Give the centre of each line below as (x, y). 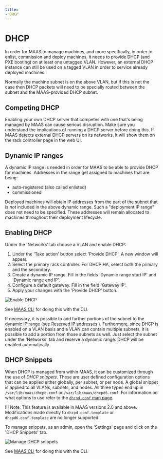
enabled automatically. (28, 344)
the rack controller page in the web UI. (44, 140)
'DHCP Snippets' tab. (26, 432)
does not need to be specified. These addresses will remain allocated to (77, 212)
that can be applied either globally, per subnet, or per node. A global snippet (81, 382)
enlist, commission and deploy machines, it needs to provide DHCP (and (77, 57)
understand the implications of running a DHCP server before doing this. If (80, 130)
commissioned (27, 192)
